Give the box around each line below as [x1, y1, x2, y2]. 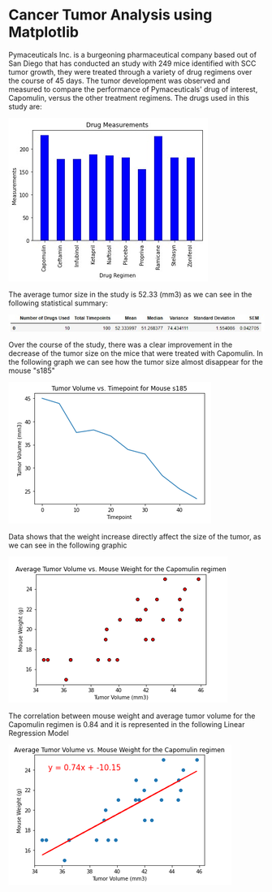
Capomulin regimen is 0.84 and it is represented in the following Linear [8, 720, 245, 730]
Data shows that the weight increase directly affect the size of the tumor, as [8, 532, 261, 542]
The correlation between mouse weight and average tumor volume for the [8, 711, 256, 721]
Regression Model [8, 729, 69, 738]
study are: [8, 102, 42, 111]
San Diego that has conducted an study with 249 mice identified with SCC [8, 58, 257, 68]
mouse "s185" [8, 366, 55, 375]
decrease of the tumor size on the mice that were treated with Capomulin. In [8, 349, 264, 358]
